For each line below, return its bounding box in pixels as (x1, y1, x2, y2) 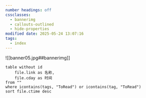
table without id (5, 64, 43, 69)
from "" (5, 80, 22, 85)
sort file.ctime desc (5, 89, 52, 94)
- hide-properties (10, 27, 50, 32)
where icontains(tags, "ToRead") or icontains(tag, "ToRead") (5, 84, 141, 89)
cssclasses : (5, 12, 31, 17)
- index (10, 41, 27, 46)
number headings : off (5, 7, 52, 13)
